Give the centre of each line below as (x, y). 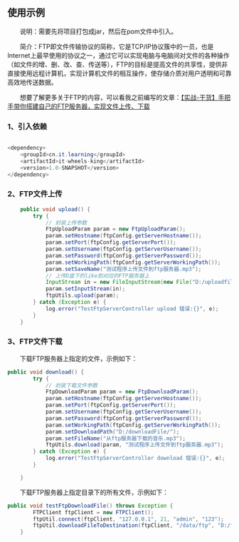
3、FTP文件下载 (35, 342)
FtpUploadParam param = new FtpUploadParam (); (116, 229)
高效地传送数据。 (32, 82)
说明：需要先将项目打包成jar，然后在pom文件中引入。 (99, 31)
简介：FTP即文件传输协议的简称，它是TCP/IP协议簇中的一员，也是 (117, 46)
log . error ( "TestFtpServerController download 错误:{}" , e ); (135, 459)
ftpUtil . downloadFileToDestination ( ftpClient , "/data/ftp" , (124, 526)
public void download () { (46, 372)
